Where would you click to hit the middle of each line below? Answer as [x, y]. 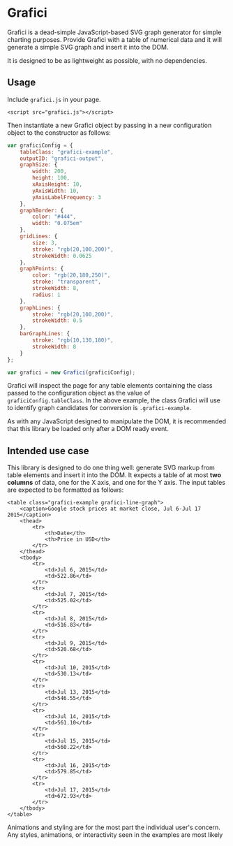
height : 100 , [51, 178]
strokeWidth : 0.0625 [62, 256]
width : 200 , [50, 172]
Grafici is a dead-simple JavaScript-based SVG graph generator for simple [114, 32]
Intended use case [48, 451]
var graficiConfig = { [40, 145]
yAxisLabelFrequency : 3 [67, 197]
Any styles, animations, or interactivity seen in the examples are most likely [115, 835]
